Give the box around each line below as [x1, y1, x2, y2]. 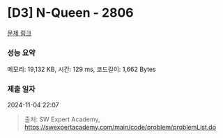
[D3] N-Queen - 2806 [7, 5, 134, 21]
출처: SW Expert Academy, [24, 115, 100, 123]
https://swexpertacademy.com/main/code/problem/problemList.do [24, 123, 217, 131]
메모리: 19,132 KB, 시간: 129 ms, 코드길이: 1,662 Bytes [7, 65, 156, 74]
